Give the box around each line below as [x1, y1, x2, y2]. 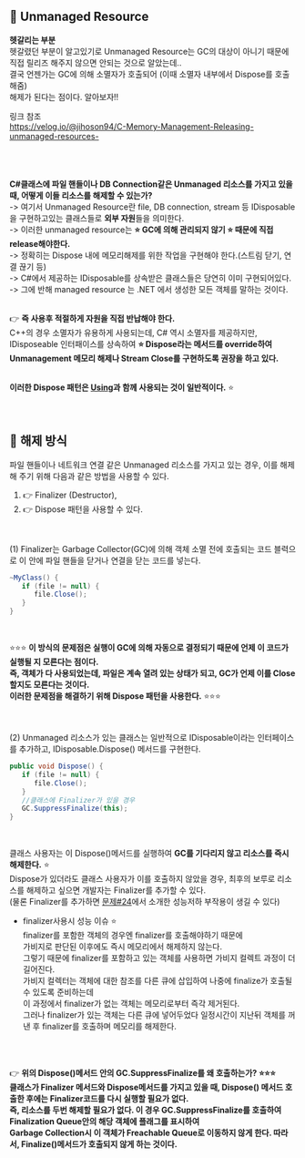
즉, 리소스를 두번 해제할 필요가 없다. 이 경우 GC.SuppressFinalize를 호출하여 [9, 1104, 282, 1116]
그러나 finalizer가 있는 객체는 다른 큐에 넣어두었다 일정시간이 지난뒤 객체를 [22, 1009, 287, 1020]
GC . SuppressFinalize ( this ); [21, 804, 128, 814]
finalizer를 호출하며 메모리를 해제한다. [42, 1021, 178, 1032]
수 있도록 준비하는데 [22, 987, 94, 998]
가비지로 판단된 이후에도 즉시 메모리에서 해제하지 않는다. [22, 941, 223, 952]
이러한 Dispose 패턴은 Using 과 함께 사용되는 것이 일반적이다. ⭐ [9, 382, 235, 393]
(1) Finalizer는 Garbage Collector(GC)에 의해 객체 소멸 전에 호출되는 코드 [9, 543, 272, 554]
